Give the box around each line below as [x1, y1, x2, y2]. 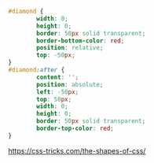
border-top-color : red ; [36, 124, 114, 132]
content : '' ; [36, 73, 79, 81]
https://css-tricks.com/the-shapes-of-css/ [8, 146, 146, 155]
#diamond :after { [8, 66, 65, 74]
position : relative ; [36, 44, 104, 52]
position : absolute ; [36, 80, 104, 88]
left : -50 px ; [36, 87, 79, 96]
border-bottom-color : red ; [36, 36, 125, 45]
